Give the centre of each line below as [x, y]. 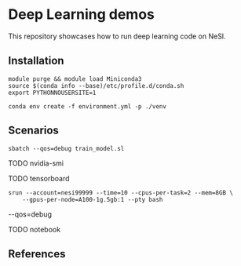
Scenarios [33, 131]
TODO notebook [35, 229]
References [37, 254]
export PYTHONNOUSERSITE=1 [52, 93]
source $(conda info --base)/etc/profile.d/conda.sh [96, 86]
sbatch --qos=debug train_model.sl [66, 148]
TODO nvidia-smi [36, 163]
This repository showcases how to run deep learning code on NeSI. [117, 36]
